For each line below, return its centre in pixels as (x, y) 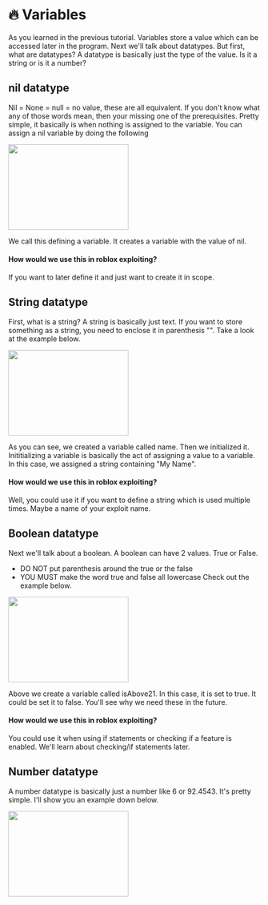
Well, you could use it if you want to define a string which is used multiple (129, 500)
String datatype (48, 302)
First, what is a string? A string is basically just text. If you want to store (125, 321)
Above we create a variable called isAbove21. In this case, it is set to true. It (132, 694)
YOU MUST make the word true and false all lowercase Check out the (134, 577)
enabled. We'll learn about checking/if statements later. (99, 746)
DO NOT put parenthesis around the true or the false (106, 568)
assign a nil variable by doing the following (79, 133)
